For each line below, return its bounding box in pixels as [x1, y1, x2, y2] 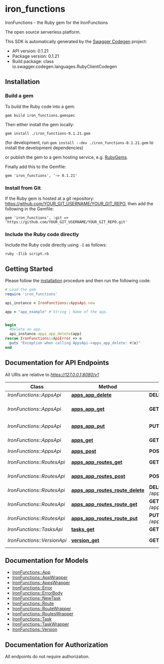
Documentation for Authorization [5, 641, 108, 649]
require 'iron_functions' [5, 292, 58, 297]
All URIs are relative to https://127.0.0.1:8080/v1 [5, 371, 99, 377]
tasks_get [71, 526, 95, 533]
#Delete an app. [9, 327, 42, 332]
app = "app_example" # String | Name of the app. [5, 309, 108, 314]
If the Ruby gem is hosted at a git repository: [5, 195, 94, 201]
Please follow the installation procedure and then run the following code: [5, 278, 151, 284]
